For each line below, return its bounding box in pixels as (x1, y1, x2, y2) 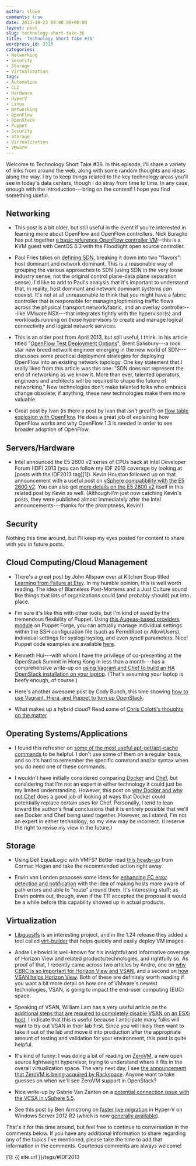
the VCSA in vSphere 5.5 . (14, 1095, 76, 1102)
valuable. (14, 396, 37, 403)
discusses (14, 352, 39, 360)
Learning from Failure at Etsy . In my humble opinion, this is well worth (14, 579, 182, 586)
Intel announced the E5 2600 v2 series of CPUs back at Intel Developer (14, 459, 186, 466)
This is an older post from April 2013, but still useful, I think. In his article (14, 334, 188, 341)
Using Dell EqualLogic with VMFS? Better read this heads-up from (14, 857, 173, 864)
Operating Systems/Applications (6, 729, 128, 739)
